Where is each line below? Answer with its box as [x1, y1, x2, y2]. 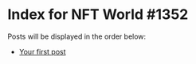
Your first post [18, 47, 66, 56]
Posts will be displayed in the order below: [7, 32, 147, 41]
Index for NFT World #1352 [7, 6, 189, 24]
